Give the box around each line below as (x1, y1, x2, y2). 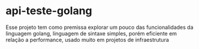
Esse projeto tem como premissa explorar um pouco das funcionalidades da (5, 24, 194, 31)
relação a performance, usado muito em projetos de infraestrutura (5, 36, 169, 43)
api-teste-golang (5, 4, 92, 18)
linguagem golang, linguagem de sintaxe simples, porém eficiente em (5, 30, 177, 37)
